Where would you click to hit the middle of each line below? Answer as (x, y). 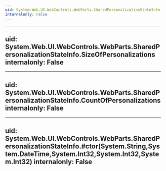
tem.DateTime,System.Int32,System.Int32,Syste (82, 154)
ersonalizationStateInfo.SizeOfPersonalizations (80, 54)
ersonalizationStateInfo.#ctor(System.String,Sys (83, 146)
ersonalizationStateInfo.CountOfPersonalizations (83, 100)
